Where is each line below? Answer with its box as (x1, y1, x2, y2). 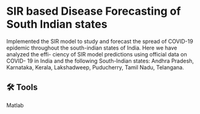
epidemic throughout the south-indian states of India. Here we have (6, 44, 177, 51)
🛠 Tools (6, 82, 38, 93)
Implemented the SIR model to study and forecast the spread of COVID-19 (6, 37, 193, 45)
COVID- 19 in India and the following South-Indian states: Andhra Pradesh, (6, 57, 194, 64)
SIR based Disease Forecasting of (6, 4, 181, 18)
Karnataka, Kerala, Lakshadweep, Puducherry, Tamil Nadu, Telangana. (6, 63, 184, 71)
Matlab (6, 101, 24, 108)
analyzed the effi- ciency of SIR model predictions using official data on (6, 50, 187, 58)
